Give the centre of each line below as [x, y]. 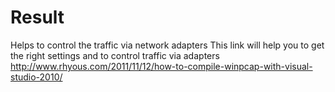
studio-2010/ [36, 77]
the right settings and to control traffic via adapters [115, 55]
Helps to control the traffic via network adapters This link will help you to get [167, 45]
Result [37, 17]
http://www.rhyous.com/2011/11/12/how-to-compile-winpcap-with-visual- [161, 66]
